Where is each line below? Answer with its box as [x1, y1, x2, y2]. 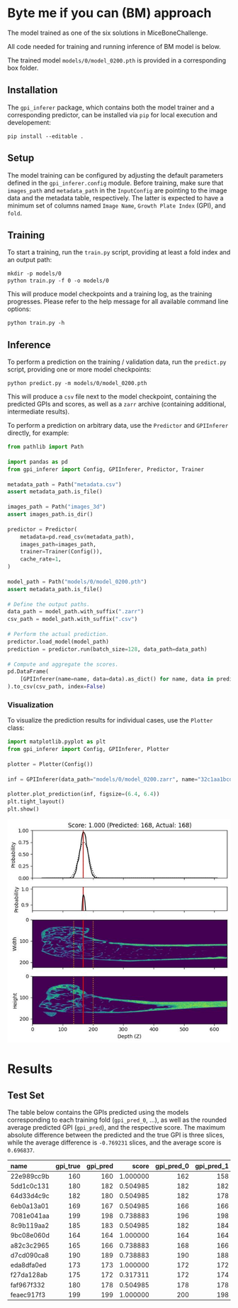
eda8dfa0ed [10, 1261, 47, 1270]
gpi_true [55, 1162, 81, 1170]
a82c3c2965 [10, 1241, 50, 1250]
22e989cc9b [10, 1172, 50, 1180]
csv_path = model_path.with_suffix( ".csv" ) [7, 616, 138, 623]
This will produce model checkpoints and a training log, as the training [7, 290, 212, 298]
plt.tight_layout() [7, 798, 65, 806]
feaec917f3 [10, 1290, 46, 1299]
